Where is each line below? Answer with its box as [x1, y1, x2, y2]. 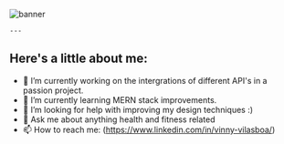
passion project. [22, 85, 84, 96]
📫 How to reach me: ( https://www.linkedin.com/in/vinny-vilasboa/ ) [22, 124, 276, 135]
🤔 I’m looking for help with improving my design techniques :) [22, 104, 254, 115]
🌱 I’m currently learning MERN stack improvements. [22, 94, 217, 105]
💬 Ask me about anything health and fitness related [22, 114, 216, 125]
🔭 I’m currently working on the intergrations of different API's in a [22, 75, 268, 86]
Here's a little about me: [9, 51, 148, 67]
